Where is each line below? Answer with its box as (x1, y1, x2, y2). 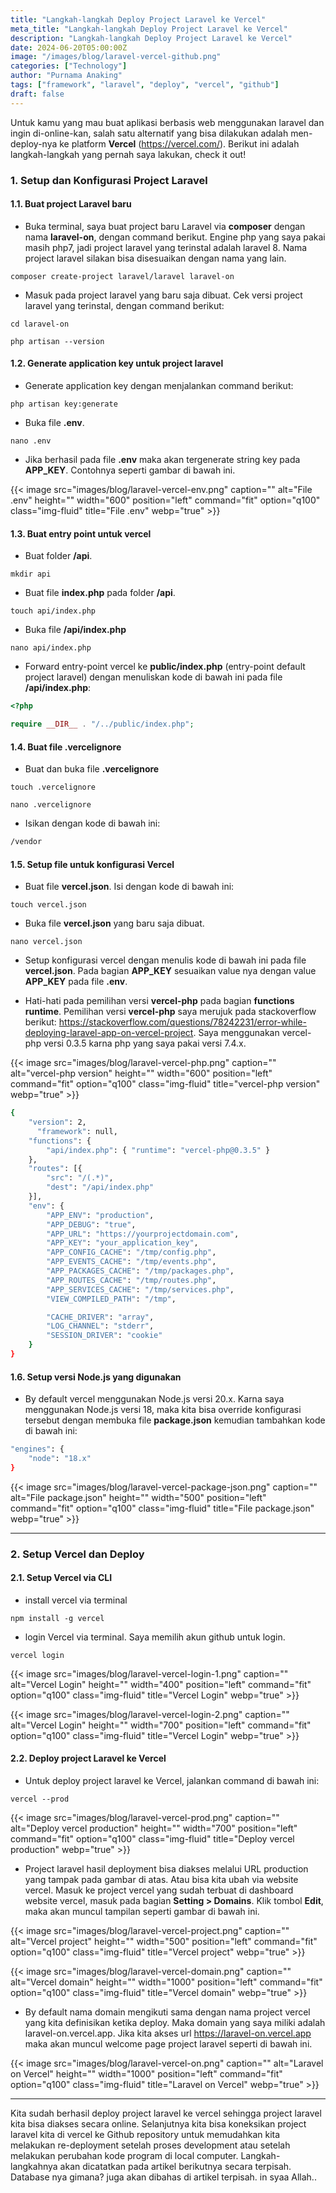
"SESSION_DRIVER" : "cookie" (46, 1331, 163, 1341)
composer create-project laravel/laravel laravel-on (10, 271, 235, 281)
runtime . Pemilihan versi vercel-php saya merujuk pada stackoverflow (24, 1006, 317, 1018)
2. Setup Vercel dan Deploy (10, 1547, 145, 1561)
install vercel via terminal (24, 1594, 128, 1606)
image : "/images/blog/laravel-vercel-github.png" (10, 52, 222, 62)
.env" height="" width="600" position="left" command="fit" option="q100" (10, 494, 321, 506)
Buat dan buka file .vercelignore (24, 763, 160, 775)
